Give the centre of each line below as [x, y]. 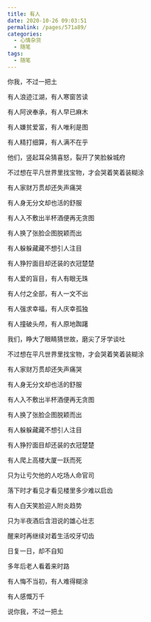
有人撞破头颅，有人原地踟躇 [48, 323]
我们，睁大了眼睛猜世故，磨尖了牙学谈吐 [66, 338]
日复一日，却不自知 [35, 551]
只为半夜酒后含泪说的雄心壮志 [51, 520]
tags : [15, 54]
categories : [25, 34]
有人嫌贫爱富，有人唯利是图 [48, 127]
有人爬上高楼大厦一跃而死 [45, 460]
